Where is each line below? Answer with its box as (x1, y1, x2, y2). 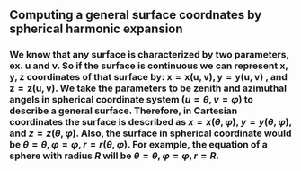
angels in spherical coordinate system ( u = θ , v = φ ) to (9, 94, 253, 106)
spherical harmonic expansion (9, 22, 183, 37)
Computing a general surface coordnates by (9, 7, 262, 22)
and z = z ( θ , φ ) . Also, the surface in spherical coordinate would (9, 127, 292, 139)
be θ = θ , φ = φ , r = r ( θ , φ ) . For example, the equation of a (9, 139, 268, 151)
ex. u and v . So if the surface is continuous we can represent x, (9, 59, 289, 72)
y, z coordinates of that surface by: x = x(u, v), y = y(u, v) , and (9, 71, 288, 84)
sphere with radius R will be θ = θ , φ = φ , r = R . (9, 149, 220, 162)
